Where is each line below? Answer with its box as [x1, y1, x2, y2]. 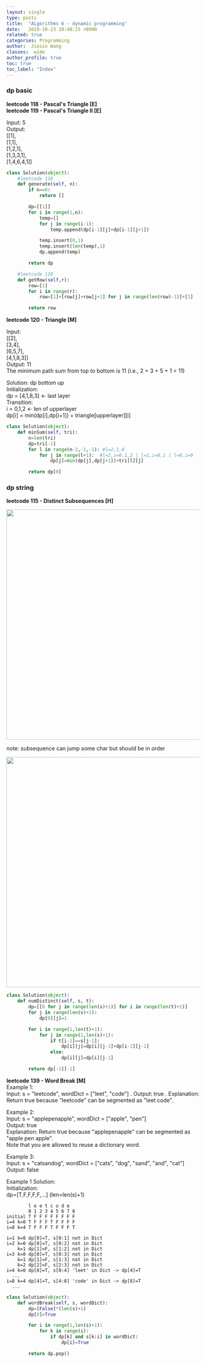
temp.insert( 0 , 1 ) [39, 238, 84, 244]
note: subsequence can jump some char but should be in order [6, 745, 166, 752]
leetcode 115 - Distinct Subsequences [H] [6, 497, 114, 505]
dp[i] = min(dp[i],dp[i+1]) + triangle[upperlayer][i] [6, 412, 131, 419]
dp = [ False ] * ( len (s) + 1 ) [28, 1305, 86, 1311]
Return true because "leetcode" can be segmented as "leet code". [6, 1097, 174, 1104]
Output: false [6, 1166, 39, 1173]
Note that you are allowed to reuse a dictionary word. [6, 1141, 141, 1148]
